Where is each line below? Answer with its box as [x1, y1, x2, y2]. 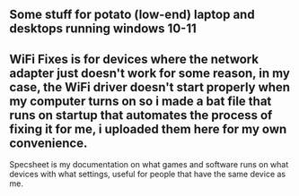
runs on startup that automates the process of [9, 107, 273, 123]
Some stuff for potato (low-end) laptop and [9, 7, 255, 22]
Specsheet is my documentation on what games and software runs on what [9, 159, 289, 170]
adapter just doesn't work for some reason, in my [9, 65, 290, 81]
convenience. [9, 135, 88, 150]
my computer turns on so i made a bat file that [9, 93, 272, 108]
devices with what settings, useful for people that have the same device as [9, 169, 286, 180]
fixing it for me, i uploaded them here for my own [9, 121, 287, 137]
